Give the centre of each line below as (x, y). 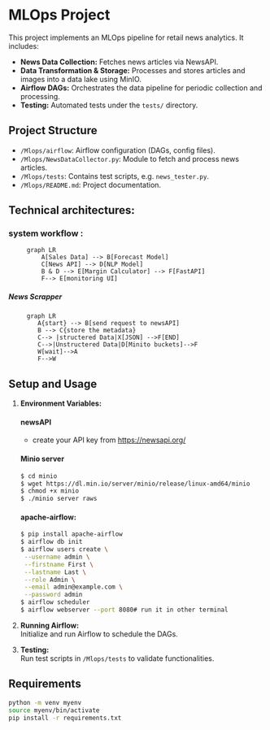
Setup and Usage (53, 384)
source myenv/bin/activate (54, 710)
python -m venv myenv (45, 702)
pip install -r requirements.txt (65, 718)
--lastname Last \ (55, 572)
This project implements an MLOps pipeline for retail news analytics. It (126, 37)
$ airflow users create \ (64, 550)
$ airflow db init (51, 542)
